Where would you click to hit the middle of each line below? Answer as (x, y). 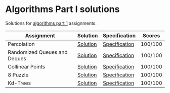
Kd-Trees (19, 83)
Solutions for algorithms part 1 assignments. (51, 23)
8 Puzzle (18, 75)
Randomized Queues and (38, 52)
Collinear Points (27, 66)
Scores (151, 35)
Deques (17, 58)
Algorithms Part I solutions (62, 9)
